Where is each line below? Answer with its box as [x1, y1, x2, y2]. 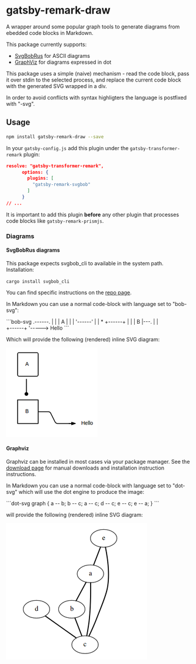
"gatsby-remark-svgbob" [32, 181, 91, 188]
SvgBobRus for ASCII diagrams [14, 52, 90, 59]
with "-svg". [6, 100, 35, 107]
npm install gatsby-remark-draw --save [6, 134, 104, 139]
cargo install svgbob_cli [6, 278, 69, 284]
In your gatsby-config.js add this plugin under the [6, 144, 129, 151]
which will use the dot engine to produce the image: [18, 489, 144, 496]
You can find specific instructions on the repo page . [6, 289, 132, 296]
